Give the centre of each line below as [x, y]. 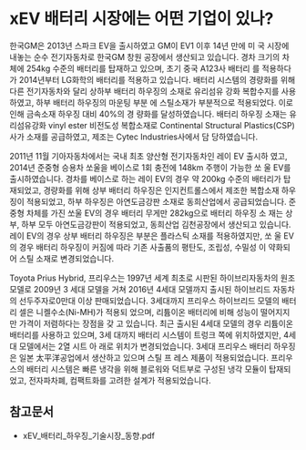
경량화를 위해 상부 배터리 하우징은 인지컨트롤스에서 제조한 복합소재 [161, 190]
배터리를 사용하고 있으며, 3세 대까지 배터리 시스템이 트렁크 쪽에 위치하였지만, [146, 334]
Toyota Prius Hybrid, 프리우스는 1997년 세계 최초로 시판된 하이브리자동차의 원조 [153, 278]
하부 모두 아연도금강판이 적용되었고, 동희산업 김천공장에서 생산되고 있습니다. [156, 224]
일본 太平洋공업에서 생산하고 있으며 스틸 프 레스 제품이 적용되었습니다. [143, 357]
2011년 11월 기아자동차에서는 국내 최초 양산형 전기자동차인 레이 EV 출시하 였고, [149, 156]
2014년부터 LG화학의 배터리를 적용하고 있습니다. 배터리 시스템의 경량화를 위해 [157, 79]
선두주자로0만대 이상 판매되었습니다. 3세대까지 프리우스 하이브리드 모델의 [149, 301]
